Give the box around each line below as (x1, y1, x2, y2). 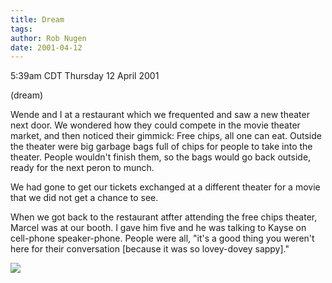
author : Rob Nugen (10, 33, 87, 43)
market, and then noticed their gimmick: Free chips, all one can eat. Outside (10, 130, 322, 142)
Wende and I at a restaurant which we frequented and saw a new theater (10, 109, 310, 121)
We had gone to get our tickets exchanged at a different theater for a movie (10, 181, 321, 193)
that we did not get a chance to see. (10, 192, 159, 204)
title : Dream (10, 14, 65, 25)
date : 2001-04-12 (10, 42, 83, 53)
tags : (10, 24, 33, 34)
